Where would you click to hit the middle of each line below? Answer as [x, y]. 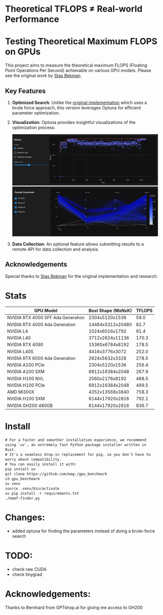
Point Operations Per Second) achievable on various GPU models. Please [78, 70]
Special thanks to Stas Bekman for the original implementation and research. [81, 276]
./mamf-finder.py [23, 498]
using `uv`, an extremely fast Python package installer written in [76, 445]
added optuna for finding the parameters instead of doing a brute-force [83, 531]
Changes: [25, 518]
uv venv [13, 484]
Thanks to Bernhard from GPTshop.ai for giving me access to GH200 [74, 607]
